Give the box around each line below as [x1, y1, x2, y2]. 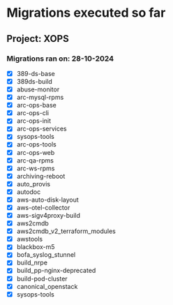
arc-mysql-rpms [16, 93, 64, 102]
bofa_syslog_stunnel [16, 251, 76, 259]
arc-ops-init [16, 117, 52, 125]
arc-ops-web [16, 148, 55, 156]
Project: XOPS [6, 33, 69, 45]
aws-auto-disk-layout [16, 195, 80, 204]
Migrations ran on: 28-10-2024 [6, 54, 114, 64]
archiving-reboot [16, 172, 66, 180]
